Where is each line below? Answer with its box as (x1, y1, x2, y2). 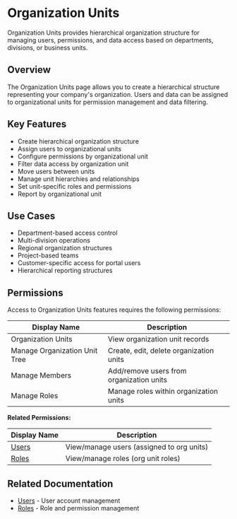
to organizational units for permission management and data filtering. (7, 98, 208, 106)
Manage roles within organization (108, 387, 219, 397)
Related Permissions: (7, 414, 71, 422)
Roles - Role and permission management (17, 504, 140, 512)
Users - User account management (17, 496, 121, 505)
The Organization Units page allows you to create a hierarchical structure (7, 83, 220, 91)
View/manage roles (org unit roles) (65, 454, 181, 464)
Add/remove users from (108, 366, 187, 376)
